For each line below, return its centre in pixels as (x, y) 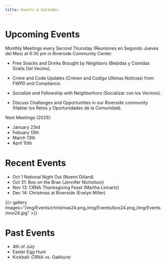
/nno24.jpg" (17, 213)
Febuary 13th (26, 132)
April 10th (22, 143)
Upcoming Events (42, 34)
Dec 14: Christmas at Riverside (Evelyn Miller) (59, 192)
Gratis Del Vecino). (32, 68)
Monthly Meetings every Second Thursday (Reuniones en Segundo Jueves (82, 48)
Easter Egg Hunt (29, 252)
